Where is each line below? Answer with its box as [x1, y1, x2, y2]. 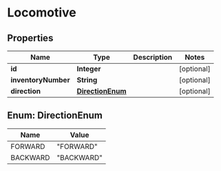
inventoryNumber [10, 76, 70, 84]
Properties [7, 32, 54, 44]
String [76, 76, 98, 84]
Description [133, 53, 173, 62]
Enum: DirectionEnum [7, 110, 103, 122]
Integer [76, 64, 101, 73]
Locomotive [7, 5, 77, 21]
